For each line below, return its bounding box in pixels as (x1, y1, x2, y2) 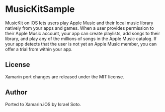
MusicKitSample (5, 3, 75, 15)
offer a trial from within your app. (5, 46, 73, 52)
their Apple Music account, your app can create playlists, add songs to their (5, 30, 161, 36)
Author (5, 88, 27, 97)
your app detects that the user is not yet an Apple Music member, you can (5, 41, 157, 47)
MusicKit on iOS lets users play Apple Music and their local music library (5, 20, 154, 26)
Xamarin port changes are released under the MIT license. (5, 73, 124, 80)
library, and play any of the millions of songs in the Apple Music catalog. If (5, 36, 157, 42)
